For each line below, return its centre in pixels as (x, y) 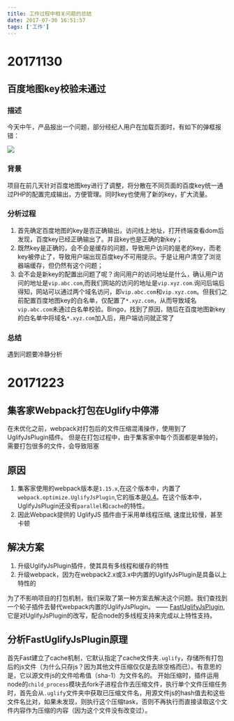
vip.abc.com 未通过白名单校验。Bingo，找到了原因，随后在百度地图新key (121, 309)
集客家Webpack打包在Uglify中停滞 (83, 410)
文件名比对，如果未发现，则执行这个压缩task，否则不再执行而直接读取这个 (114, 701)
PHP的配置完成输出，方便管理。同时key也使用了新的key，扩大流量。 (112, 194)
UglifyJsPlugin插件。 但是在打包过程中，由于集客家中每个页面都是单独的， (115, 437)
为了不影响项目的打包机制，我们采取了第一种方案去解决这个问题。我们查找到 (117, 598)
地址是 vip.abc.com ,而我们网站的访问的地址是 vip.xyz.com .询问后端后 (127, 283)
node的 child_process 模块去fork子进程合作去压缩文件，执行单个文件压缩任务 (117, 684)
